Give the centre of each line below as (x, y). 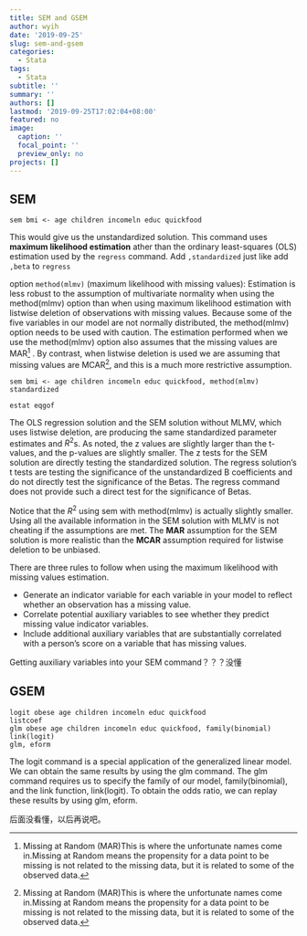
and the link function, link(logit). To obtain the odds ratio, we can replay (143, 790)
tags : (20, 69)
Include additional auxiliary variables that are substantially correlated (152, 633)
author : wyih (34, 26)
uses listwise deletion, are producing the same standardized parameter (143, 432)
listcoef (26, 720)
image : (22, 129)
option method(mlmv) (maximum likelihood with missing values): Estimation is (153, 284)
